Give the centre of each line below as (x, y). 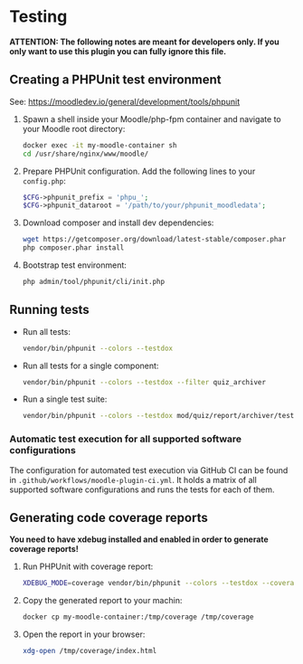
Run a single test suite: (65, 399)
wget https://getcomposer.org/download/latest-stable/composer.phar (154, 240)
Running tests (50, 310)
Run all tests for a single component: (90, 365)
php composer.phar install (73, 248)
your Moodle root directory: (74, 128)
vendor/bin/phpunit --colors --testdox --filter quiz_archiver (144, 382)
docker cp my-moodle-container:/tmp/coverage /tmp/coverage (138, 617)
